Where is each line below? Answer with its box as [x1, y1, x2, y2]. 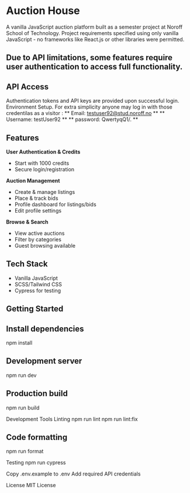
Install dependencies [6, 324, 84, 334]
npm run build [6, 404, 40, 411]
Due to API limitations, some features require [6, 53, 173, 63]
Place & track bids [14, 195, 58, 202]
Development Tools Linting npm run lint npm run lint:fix [6, 415, 139, 422]
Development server [6, 356, 82, 366]
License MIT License [6, 482, 56, 489]
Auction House [6, 4, 80, 18]
